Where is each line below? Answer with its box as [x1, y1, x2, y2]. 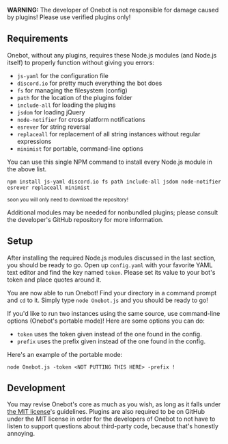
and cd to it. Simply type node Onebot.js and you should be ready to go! [7, 296, 208, 304]
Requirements [7, 33, 68, 45]
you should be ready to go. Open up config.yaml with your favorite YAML [7, 260, 213, 269]
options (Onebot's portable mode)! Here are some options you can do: [7, 317, 205, 325]
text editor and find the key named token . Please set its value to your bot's [7, 268, 216, 276]
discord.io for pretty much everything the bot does [16, 79, 162, 87]
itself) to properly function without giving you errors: [7, 58, 155, 66]
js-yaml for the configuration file [16, 71, 109, 79]
